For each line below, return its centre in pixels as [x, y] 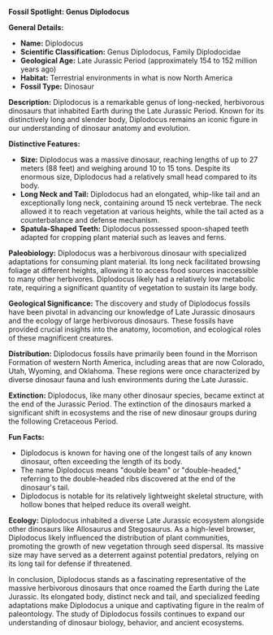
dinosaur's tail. [45, 487]
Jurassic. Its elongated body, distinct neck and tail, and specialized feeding [134, 596]
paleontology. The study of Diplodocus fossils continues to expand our [127, 614]
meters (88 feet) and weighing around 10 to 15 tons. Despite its [125, 168]
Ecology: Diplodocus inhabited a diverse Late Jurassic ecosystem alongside [136, 520]
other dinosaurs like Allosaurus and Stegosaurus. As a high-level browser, [132, 529]
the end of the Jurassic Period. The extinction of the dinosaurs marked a [130, 404]
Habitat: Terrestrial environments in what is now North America [126, 78]
